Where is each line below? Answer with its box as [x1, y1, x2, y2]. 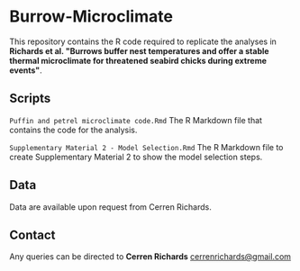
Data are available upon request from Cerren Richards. [9, 201, 212, 212]
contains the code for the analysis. [9, 124, 138, 135]
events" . [9, 65, 42, 76]
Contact [9, 227, 56, 242]
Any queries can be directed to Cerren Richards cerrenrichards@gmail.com [9, 251, 291, 262]
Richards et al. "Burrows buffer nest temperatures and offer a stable [9, 45, 269, 56]
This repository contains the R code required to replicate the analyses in [9, 36, 277, 47]
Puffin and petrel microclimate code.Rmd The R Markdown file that [9, 114, 263, 125]
